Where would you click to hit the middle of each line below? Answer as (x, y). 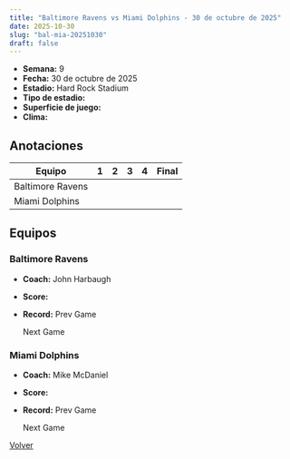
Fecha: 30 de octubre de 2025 (80, 79)
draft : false (34, 43)
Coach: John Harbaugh (67, 278)
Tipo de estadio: (54, 98)
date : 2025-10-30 (42, 26)
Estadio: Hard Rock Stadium (75, 88)
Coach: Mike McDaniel (65, 375)
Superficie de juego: (62, 107)
